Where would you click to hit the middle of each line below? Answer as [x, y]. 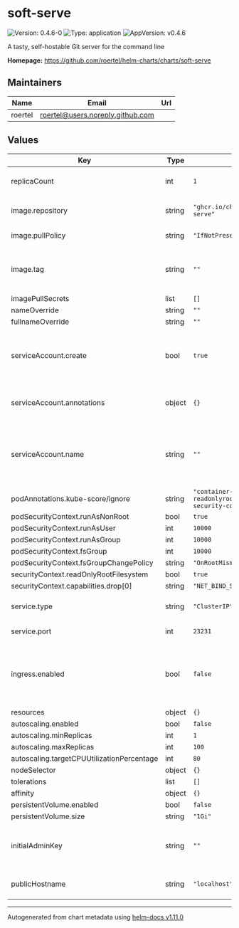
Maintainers [35, 83]
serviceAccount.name [47, 454]
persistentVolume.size [48, 816]
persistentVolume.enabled [55, 804]
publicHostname [38, 884]
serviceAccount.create [49, 355]
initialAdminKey [37, 845]
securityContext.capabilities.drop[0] [71, 586]
